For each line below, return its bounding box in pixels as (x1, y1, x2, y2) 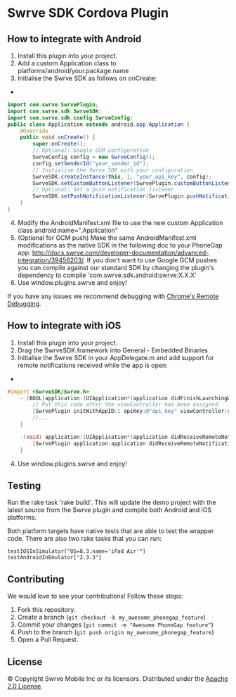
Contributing (7, 573, 65, 585)
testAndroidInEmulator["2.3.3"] (7, 554, 102, 561)
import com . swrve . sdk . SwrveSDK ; (7, 108, 102, 115)
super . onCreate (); (32, 141, 86, 148)
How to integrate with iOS (7, 320, 122, 332)
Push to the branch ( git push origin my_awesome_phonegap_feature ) (17, 628, 214, 637)
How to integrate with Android (7, 33, 142, 45)
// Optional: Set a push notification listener (32, 186, 174, 193)
